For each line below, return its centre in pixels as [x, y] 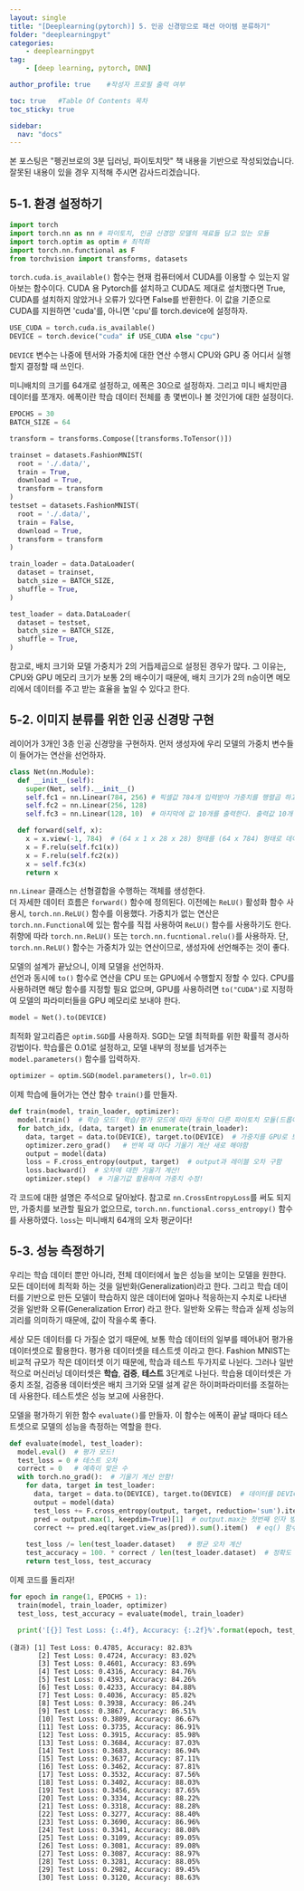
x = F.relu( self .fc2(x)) [72, 855]
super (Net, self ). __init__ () [81, 788]
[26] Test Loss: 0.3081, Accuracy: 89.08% [119, 1846]
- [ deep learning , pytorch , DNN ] [89, 69]
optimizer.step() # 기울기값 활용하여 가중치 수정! [114, 1179]
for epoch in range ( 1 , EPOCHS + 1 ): [78, 1597]
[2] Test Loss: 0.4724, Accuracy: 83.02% [117, 1656]
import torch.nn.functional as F [72, 250]
